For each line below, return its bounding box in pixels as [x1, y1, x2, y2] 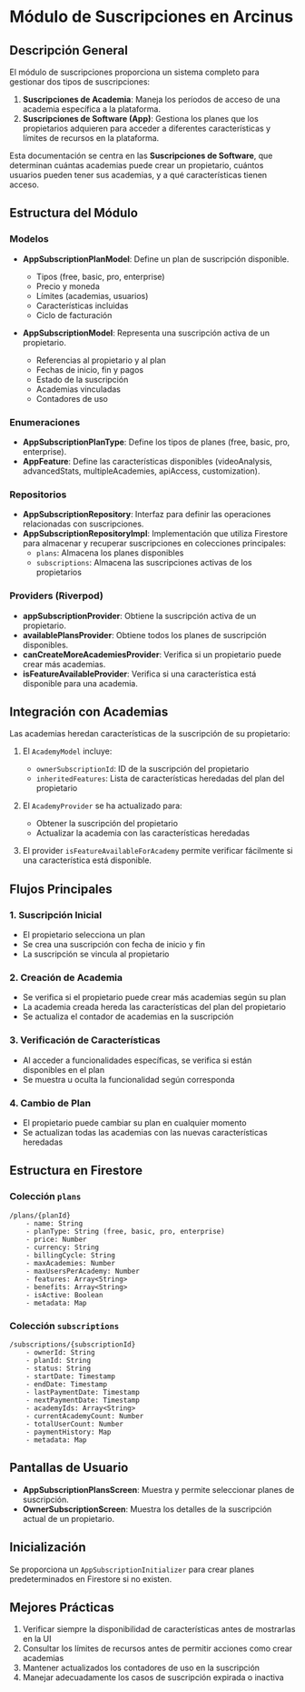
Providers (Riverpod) [9, 589, 104, 602]
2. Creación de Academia [9, 971, 123, 984]
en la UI [22, 1634, 52, 1645]
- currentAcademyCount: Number [25, 1411, 144, 1420]
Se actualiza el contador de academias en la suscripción [22, 1011, 234, 1022]
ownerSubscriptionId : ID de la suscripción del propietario [35, 764, 250, 775]
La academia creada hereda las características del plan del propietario [22, 1002, 286, 1013]
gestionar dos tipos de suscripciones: [9, 76, 151, 87]
